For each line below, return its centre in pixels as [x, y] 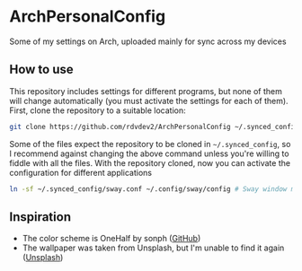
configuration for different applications [81, 172]
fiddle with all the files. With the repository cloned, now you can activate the [150, 162]
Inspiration [40, 217]
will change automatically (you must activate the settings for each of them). [149, 101]
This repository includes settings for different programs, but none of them [146, 91]
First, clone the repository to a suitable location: [98, 110]
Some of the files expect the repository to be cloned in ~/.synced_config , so [150, 144]
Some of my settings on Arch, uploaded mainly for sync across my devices [148, 41]
